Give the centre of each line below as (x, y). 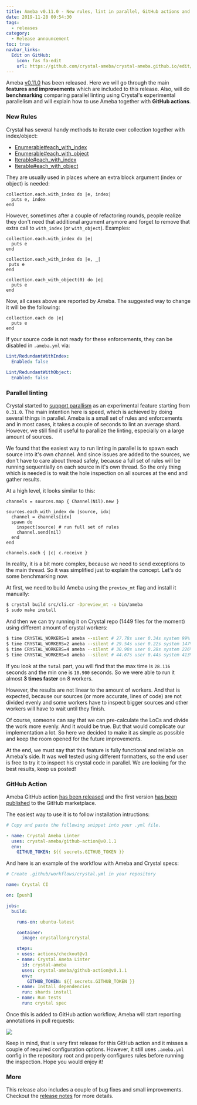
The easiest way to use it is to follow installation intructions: (78, 814)
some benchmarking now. (37, 577)
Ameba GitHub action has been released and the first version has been (92, 797)
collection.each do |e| (35, 318)
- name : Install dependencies (54, 987)
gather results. (24, 480)
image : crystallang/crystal (56, 938)
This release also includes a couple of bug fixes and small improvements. (95, 1090)
